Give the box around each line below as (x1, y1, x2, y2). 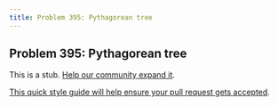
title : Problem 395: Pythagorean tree (9, 12, 153, 22)
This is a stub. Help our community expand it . (9, 69, 176, 80)
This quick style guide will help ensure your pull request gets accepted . (9, 86, 271, 98)
